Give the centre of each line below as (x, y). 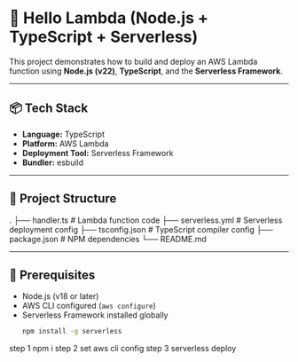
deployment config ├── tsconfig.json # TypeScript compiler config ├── (141, 229)
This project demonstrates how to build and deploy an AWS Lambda (133, 61)
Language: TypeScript (63, 134)
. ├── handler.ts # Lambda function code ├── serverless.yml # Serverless (146, 220)
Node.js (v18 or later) (60, 296)
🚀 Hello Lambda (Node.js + (109, 18)
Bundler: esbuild (53, 162)
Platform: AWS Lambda (65, 143)
